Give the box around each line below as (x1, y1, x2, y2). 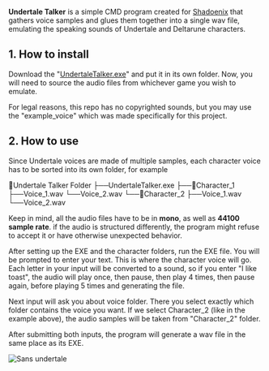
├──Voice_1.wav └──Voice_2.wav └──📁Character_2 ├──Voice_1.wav (8, 188, 242, 198)
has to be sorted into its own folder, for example (8, 164, 169, 174)
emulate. (8, 86, 38, 96)
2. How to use (8, 134, 79, 149)
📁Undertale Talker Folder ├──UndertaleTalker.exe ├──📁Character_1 (8, 180, 235, 190)
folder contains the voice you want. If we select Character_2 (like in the (8, 304, 246, 315)
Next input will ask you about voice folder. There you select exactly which (8, 296, 254, 306)
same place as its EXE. (8, 338, 84, 347)
